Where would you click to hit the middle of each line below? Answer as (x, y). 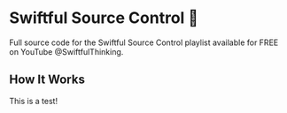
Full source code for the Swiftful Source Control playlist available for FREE (144, 42)
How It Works (47, 80)
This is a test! (34, 101)
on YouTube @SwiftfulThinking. (66, 51)
